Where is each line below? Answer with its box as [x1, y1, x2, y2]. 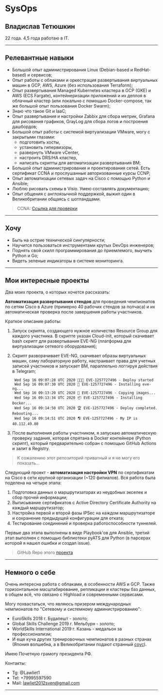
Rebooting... [12, 411, 39, 416]
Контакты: [5, 660, 26, 666]
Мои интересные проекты [5, 276, 89, 285]
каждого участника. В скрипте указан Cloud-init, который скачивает [12, 333, 154, 339]
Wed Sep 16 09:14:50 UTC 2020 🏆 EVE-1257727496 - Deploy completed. [14, 406, 158, 411]
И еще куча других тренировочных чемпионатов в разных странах [12, 636, 152, 642]
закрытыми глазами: [12, 134, 55, 140]
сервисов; [31, 72, 52, 78]
